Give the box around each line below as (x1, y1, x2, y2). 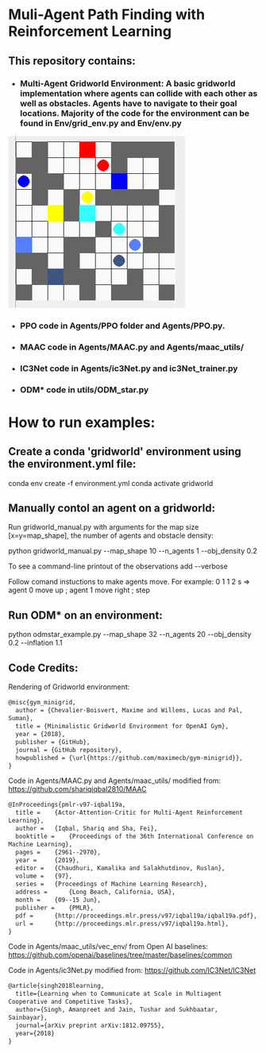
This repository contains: (8, 54, 137, 67)
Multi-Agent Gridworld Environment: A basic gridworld (19, 78, 236, 89)
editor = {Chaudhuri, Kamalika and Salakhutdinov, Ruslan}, (15, 864, 226, 872)
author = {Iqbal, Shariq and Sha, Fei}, (15, 824, 158, 832)
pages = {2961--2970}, (15, 848, 102, 856)
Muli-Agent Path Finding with (8, 6, 205, 24)
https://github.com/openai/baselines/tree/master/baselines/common (8, 951, 233, 959)
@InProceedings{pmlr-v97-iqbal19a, (8, 800, 126, 808)
